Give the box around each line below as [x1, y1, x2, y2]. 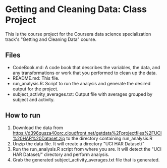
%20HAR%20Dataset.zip [12, 135, 66, 141]
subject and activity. [12, 96, 54, 102]
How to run [5, 111, 41, 120]
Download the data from [12, 125, 63, 131]
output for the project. [12, 86, 59, 92]
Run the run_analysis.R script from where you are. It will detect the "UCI [12, 146, 162, 152]
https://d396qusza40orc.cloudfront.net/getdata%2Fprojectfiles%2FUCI [12, 130, 162, 136]
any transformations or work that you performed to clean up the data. [12, 70, 157, 76]
